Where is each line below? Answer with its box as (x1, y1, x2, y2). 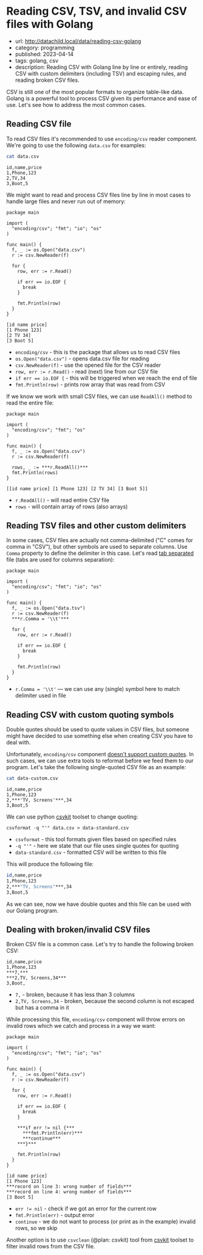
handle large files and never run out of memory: (6, 197, 126, 205)
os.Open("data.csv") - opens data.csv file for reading (15, 355, 150, 362)
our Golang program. (6, 906, 59, 914)
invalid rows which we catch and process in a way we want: (6, 1022, 156, 1030)
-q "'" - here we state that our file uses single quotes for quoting (15, 842, 179, 850)
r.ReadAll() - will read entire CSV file (15, 496, 109, 504)
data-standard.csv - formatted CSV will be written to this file (15, 848, 167, 856)
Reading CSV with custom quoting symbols (6, 709, 174, 720)
